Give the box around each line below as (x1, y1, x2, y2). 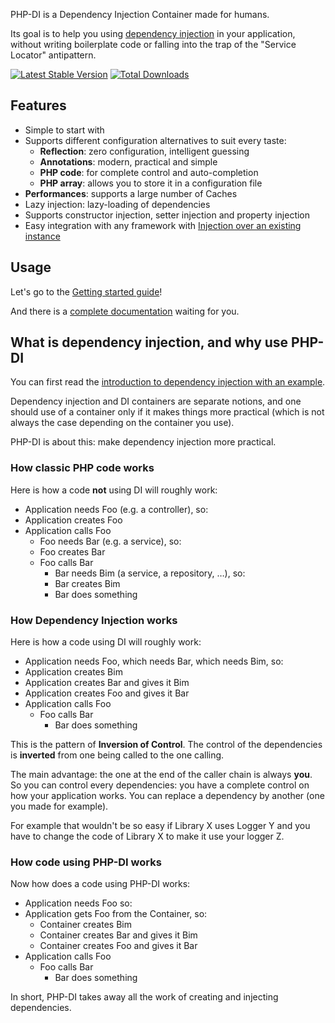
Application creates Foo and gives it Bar (24, 687, 190, 699)
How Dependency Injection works (10, 613, 178, 627)
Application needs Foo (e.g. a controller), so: (24, 503, 209, 515)
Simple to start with (24, 124, 105, 136)
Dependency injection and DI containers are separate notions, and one (10, 395, 302, 408)
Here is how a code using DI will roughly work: (10, 636, 202, 648)
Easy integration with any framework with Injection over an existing (24, 219, 302, 231)
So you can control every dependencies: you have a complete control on (10, 779, 310, 791)
